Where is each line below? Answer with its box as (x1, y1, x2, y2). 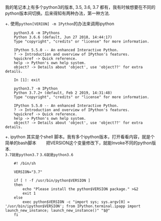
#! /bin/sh (14, 161, 36, 166)
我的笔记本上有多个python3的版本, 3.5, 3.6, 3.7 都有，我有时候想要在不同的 (5, 4, 156, 10)
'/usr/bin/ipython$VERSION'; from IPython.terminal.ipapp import (5, 204, 141, 209)
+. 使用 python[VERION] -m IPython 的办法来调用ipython (5, 21, 115, 26)
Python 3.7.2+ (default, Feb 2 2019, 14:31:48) (14, 90, 112, 95)
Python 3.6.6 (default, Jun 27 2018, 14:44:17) (14, 35, 112, 40)
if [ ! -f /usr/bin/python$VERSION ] (14, 178, 91, 183)
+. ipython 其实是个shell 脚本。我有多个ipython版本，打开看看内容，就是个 (5, 134, 155, 139)
